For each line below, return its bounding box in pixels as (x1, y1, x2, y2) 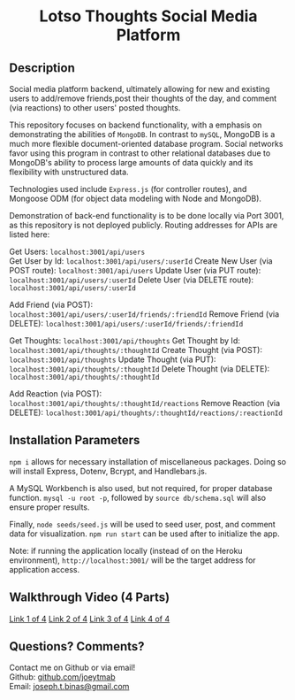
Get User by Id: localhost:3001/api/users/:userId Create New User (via (9, 256, 273, 266)
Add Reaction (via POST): (9, 388, 102, 399)
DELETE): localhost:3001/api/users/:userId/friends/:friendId (9, 319, 244, 328)
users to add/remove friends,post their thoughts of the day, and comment (9, 93, 277, 104)
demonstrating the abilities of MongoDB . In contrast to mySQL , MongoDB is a (9, 129, 276, 139)
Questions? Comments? (9, 639, 145, 654)
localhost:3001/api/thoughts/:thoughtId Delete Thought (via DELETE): (9, 364, 270, 373)
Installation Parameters (9, 433, 140, 448)
